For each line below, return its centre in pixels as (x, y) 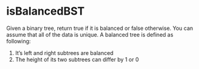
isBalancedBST (46, 11)
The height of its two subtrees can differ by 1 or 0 (77, 59)
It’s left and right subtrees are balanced (64, 53)
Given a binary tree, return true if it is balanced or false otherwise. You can (100, 28)
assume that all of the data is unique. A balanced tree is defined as (90, 34)
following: (19, 41)
